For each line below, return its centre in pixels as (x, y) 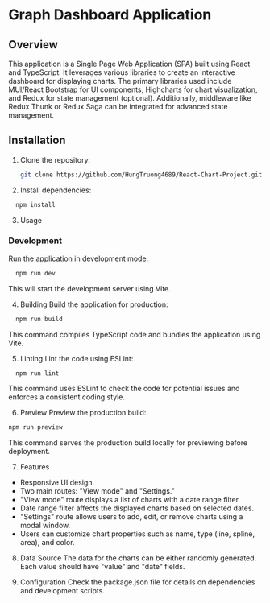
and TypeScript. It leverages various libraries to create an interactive (122, 72)
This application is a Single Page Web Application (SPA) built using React (129, 64)
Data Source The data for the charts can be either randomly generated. (138, 558)
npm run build (39, 319)
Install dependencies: (56, 190)
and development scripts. (62, 591)
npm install (36, 204)
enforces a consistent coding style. (67, 397)
